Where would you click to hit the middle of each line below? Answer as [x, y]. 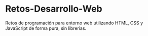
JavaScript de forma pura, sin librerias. [46, 28]
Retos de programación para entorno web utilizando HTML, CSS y [74, 23]
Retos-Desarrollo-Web [54, 9]
